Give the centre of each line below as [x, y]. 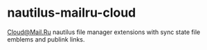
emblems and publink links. [46, 39]
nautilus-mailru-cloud [72, 13]
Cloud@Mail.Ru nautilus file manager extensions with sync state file [104, 32]
